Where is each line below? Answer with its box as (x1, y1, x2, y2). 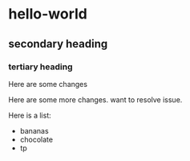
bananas (19, 126, 50, 135)
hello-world (8, 5, 88, 23)
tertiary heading (8, 61, 73, 72)
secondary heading (8, 37, 108, 51)
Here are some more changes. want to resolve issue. (8, 94, 183, 105)
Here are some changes (8, 79, 88, 89)
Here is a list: (8, 110, 52, 120)
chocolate (19, 134, 54, 144)
